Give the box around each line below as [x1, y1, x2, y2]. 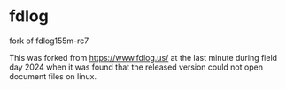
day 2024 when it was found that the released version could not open [9, 62, 264, 72]
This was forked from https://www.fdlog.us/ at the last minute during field [9, 52, 277, 63]
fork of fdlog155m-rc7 [9, 35, 89, 46]
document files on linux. [9, 70, 97, 81]
